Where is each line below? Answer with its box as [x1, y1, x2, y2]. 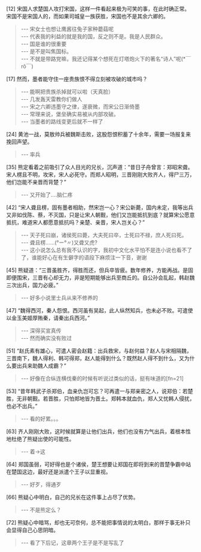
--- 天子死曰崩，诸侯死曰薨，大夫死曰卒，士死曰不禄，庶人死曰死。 [20, 232, 187, 238]
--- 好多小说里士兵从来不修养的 [20, 295, 99, 301]
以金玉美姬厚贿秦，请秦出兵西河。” [6, 314, 90, 321]
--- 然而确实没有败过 [20, 335, 72, 342]
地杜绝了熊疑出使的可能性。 [6, 436, 75, 442]
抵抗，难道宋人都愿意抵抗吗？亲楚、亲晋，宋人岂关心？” [6, 219, 145, 226]
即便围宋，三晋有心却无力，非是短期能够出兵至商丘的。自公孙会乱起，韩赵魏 [6, 274, 195, 281]
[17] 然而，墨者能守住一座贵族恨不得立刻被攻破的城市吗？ [6, 75, 148, 82]
